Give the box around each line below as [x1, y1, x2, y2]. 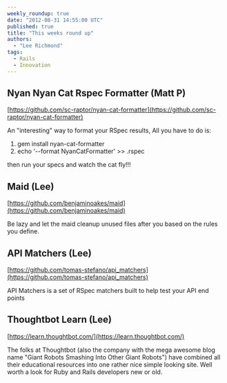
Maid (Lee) [7, 181, 55, 193]
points [7, 294, 26, 302]
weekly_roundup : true [7, 10, 70, 17]
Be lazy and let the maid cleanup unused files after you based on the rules [7, 220, 218, 229]
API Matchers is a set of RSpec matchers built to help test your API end [7, 287, 209, 295]
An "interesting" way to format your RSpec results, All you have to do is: [7, 126, 212, 135]
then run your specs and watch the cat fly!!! [7, 161, 131, 169]
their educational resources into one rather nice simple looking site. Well [7, 360, 213, 368]
